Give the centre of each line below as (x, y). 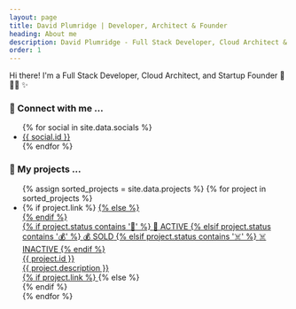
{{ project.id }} (48, 259)
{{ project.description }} (65, 267)
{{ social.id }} (46, 137)
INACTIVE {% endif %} (64, 249)
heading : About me (43, 34)
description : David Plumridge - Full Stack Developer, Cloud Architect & (148, 42)
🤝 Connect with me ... (56, 109)
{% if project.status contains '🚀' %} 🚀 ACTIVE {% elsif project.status (147, 226)
